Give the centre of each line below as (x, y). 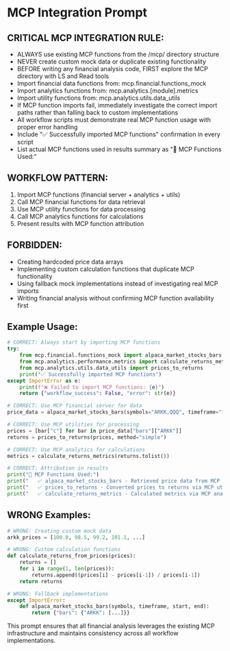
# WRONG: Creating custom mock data (59, 531)
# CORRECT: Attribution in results (58, 468)
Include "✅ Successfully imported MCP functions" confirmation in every (119, 134)
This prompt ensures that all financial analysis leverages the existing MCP (111, 626)
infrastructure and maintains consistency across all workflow (93, 633)
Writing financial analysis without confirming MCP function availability (115, 298)
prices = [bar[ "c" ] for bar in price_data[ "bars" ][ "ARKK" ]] (95, 431)
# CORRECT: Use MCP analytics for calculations (76, 450)
